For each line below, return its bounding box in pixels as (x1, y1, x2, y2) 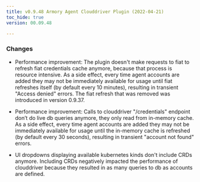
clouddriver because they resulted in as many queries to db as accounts (14, 164, 193, 171)
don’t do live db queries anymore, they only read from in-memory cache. (14, 114, 194, 121)
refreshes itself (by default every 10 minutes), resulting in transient (14, 84, 179, 91)
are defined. (14, 170, 45, 177)
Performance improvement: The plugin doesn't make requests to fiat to (14, 58, 190, 66)
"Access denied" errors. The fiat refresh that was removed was (14, 90, 171, 97)
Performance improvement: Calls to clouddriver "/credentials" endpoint (14, 108, 190, 115)
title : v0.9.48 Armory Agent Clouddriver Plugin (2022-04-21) (6, 8, 164, 15)
